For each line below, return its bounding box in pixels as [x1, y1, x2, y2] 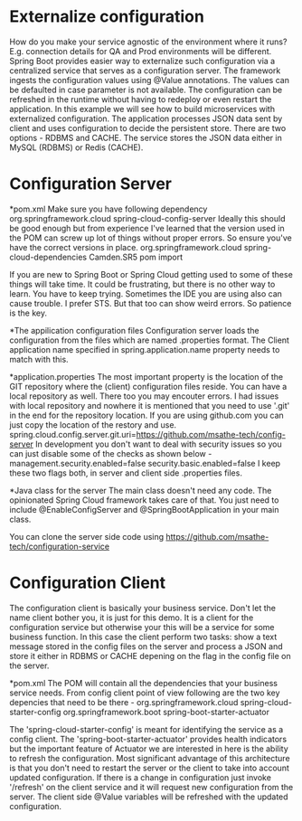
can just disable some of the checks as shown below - [9, 448, 212, 458]
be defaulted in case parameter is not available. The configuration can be [9, 84, 283, 95]
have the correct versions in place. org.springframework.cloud [9, 241, 242, 252]
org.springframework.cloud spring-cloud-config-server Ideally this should [9, 212, 286, 223]
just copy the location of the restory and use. [9, 419, 177, 430]
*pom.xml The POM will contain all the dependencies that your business [9, 677, 278, 688]
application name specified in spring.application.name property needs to [9, 344, 280, 354]
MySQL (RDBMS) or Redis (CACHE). [9, 142, 144, 153]
